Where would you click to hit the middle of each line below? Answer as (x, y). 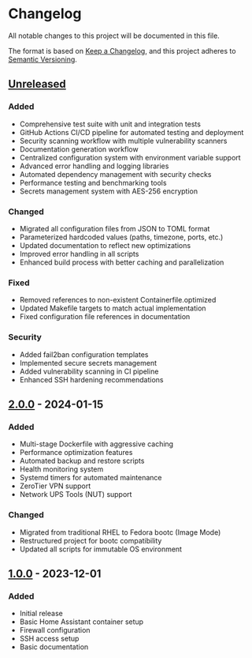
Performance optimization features (76, 453)
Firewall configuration (55, 630)
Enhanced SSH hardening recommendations (91, 379)
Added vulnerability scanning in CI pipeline (89, 371)
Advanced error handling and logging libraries (94, 166)
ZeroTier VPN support (55, 486)
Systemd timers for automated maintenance (91, 478)
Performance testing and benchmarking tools (93, 182)
